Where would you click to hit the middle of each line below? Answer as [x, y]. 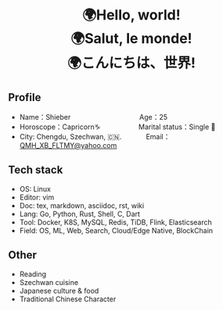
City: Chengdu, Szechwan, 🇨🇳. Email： [95, 137]
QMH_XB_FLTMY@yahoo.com [68, 145]
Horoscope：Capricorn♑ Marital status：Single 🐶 [117, 127]
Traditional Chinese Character [68, 299]
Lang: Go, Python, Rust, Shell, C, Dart [80, 214]
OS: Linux [35, 189]
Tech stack [36, 170]
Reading [33, 274]
